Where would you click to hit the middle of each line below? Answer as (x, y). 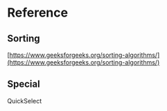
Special (24, 84)
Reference (37, 13)
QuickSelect (25, 101)
